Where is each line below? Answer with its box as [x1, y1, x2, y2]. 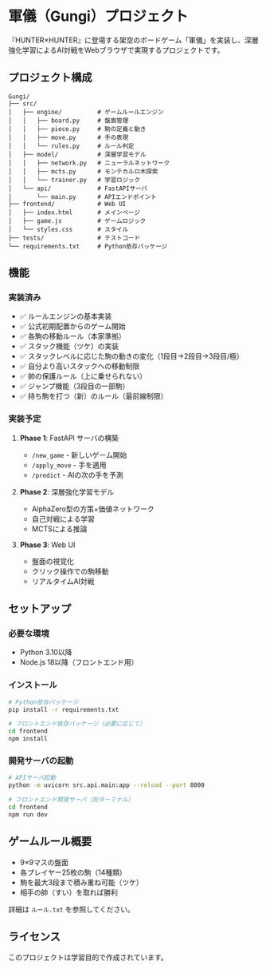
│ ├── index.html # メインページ [8, 208, 141, 216]
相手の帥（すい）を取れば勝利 [19, 888, 118, 897]
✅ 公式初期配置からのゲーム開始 [19, 321, 126, 332]
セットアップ [8, 602, 72, 616]
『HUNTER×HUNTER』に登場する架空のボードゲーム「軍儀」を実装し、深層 [8, 35, 259, 45]
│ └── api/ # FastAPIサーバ [8, 185, 147, 193]
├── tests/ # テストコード [8, 233, 141, 242]
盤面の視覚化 [31, 556, 74, 566]
